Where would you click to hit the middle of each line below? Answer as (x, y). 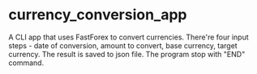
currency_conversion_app (98, 15)
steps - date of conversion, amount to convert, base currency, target (123, 45)
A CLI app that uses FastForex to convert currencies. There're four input (128, 37)
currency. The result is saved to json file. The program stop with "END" (127, 54)
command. (26, 63)
